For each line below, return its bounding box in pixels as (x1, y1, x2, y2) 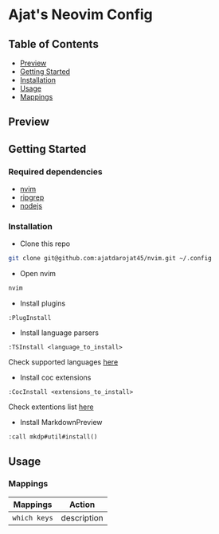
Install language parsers (19, 328, 100, 337)
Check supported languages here (8, 357, 119, 367)
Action (68, 499, 96, 510)
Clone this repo (19, 239, 70, 248)
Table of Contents (8, 37, 100, 51)
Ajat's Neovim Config (8, 6, 153, 24)
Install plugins (19, 298, 66, 308)
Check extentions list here (8, 402, 94, 411)
